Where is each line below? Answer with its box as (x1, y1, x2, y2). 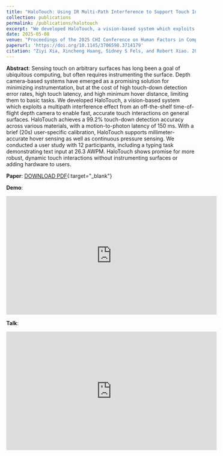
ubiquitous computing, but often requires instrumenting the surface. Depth (6, 70, 191, 78)
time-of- (173, 103, 194, 110)
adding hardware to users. (6, 160, 72, 167)
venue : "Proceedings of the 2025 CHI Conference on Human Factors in (6, 37, 185, 43)
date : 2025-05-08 (6, 31, 50, 37)
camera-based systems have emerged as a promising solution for (6, 77, 170, 84)
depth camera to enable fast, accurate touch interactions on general (20, 109, 189, 116)
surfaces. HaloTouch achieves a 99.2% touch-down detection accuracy (6, 116, 184, 123)
